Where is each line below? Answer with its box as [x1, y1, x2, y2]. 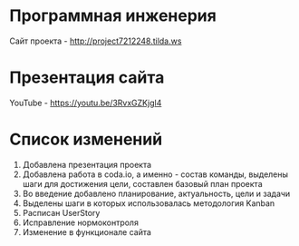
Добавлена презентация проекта [22, 159, 152, 170]
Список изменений [9, 129, 163, 150]
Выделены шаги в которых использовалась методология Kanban [22, 197, 275, 209]
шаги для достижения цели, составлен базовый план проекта [22, 178, 263, 189]
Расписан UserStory [22, 207, 101, 218]
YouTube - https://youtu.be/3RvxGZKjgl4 [9, 97, 162, 108]
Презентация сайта [9, 67, 165, 88]
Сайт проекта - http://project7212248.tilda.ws [9, 35, 182, 46]
